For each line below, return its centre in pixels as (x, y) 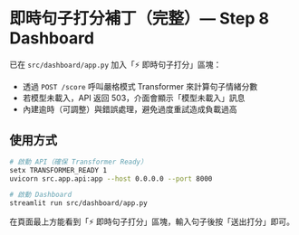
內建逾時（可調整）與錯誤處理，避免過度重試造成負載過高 (130, 108)
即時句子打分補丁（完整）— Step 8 (140, 19)
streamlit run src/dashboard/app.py (78, 203)
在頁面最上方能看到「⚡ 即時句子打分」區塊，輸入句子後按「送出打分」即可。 (152, 221)
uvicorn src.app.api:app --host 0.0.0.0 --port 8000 (111, 179)
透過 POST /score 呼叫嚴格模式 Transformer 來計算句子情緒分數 (140, 86)
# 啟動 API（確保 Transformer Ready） (78, 162)
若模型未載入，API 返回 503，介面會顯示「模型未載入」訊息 (134, 98)
